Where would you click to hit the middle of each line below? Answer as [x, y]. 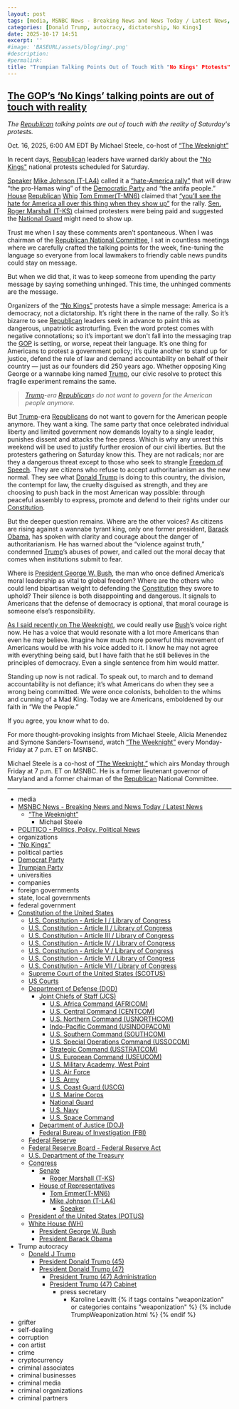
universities [34, 875]
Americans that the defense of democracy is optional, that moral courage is [118, 604]
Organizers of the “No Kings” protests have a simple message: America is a [118, 306]
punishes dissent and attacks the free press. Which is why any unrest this [115, 439]
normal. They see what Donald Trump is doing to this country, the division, [116, 477]
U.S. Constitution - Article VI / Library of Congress [102, 958]
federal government [47, 905]
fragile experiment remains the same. [62, 382]
